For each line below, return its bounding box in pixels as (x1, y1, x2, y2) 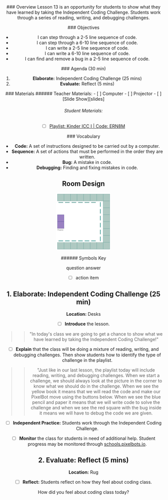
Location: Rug (68, 469, 99, 475)
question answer (66, 265, 101, 271)
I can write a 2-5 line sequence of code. (46, 45, 129, 51)
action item (75, 275, 99, 281)
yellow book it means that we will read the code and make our (31, 389, 161, 395)
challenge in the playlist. (62, 357, 113, 363)
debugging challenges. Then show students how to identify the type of (13, 352, 161, 358)
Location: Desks (66, 311, 101, 317)
